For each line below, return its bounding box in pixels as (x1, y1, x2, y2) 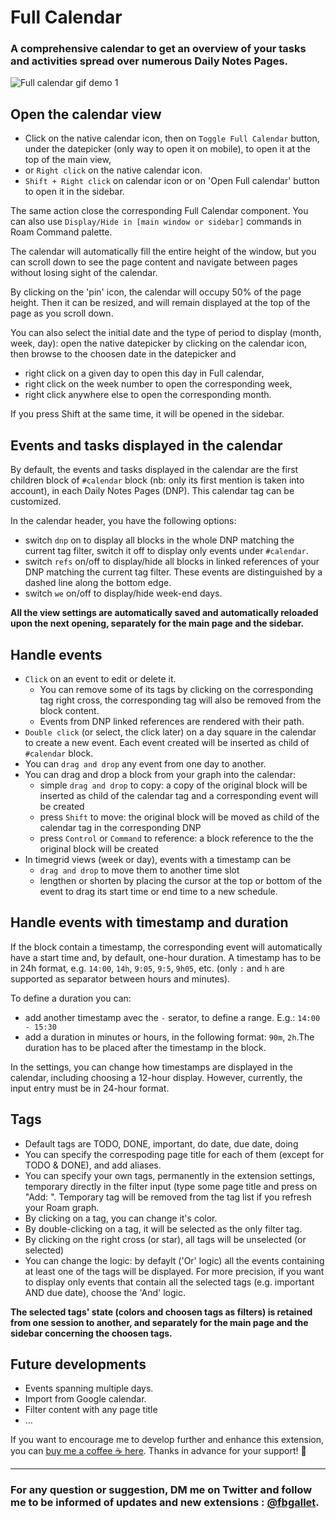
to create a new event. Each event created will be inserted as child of (24, 736, 310, 748)
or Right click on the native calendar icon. (24, 164, 203, 176)
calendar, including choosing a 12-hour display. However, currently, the (10, 1071, 303, 1083)
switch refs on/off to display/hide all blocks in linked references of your (24, 556, 320, 568)
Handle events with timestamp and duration (10, 914, 289, 931)
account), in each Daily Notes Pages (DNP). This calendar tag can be (10, 485, 295, 497)
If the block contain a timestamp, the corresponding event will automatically (10, 941, 323, 953)
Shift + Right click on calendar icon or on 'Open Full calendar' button (24, 175, 320, 187)
